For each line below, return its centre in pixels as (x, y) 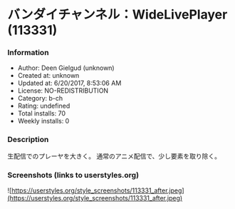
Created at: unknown (48, 76)
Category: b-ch (40, 98)
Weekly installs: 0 (43, 121)
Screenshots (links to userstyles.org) (73, 175)
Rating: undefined (44, 106)
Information (28, 53)
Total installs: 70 (42, 113)
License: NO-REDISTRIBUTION (63, 91)
